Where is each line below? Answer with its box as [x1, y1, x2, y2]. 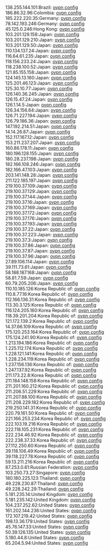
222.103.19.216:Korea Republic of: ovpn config [5, 421, 102, 427]
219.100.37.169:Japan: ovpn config [5, 205, 77, 210]
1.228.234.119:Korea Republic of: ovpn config [5, 356, 100, 362]
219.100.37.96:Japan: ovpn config [5, 253, 75, 259]
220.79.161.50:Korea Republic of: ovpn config [5, 410, 100, 416]
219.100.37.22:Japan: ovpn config [5, 226, 75, 232]
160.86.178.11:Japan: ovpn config [5, 145, 74, 151]
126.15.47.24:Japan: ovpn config [5, 96, 73, 102]
